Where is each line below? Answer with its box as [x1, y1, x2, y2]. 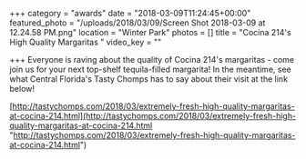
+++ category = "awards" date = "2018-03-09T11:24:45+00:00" [9, 8, 251, 18]
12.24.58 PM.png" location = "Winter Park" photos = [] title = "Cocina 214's [9, 27, 291, 37]
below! [9, 84, 35, 94]
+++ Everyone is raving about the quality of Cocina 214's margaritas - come [9, 55, 295, 65]
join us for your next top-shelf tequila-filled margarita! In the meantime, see [9, 64, 291, 75]
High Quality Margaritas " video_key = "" [9, 36, 162, 47]
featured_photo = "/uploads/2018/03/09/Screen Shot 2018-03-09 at [9, 17, 266, 28]
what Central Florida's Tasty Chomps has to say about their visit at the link [9, 74, 289, 84]
